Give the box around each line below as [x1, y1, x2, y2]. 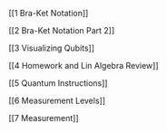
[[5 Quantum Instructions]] [8, 78, 108, 89]
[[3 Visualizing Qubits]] [8, 42, 95, 53]
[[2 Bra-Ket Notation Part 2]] [8, 25, 115, 35]
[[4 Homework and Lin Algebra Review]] [8, 61, 160, 71]
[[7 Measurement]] [8, 113, 79, 123]
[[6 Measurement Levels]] [8, 95, 106, 106]
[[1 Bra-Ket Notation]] [8, 8, 89, 18]
